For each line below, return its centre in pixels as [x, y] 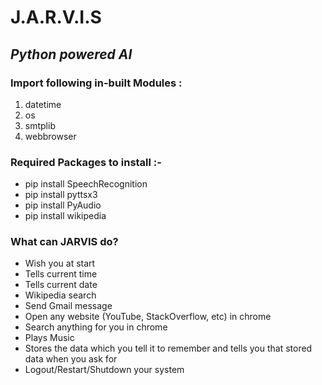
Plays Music [49, 338]
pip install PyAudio [63, 205]
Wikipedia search [60, 295]
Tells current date [61, 285]
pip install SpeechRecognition [86, 184]
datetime [43, 104]
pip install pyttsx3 [61, 195]
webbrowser [50, 136]
